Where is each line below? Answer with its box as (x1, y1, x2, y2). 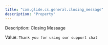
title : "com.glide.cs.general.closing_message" (5, 7, 104, 12)
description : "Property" (5, 12, 56, 16)
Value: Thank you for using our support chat (5, 34, 98, 40)
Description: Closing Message (5, 25, 66, 30)
